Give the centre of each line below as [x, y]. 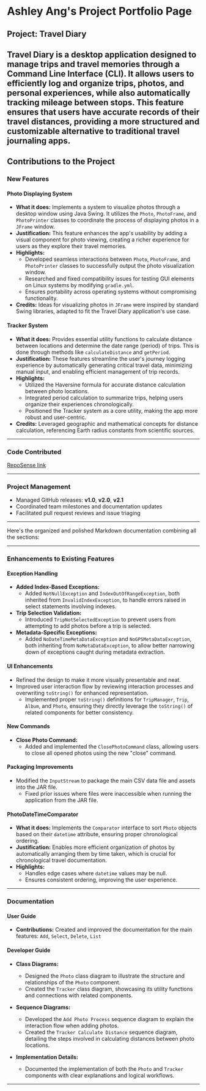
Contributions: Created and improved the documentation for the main [104, 930]
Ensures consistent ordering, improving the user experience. [101, 880]
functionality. [41, 298]
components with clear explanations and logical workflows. [100, 1075]
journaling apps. [39, 141]
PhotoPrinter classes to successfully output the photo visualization [109, 266]
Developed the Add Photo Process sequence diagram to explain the [109, 1019]
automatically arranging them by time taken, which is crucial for [96, 854]
